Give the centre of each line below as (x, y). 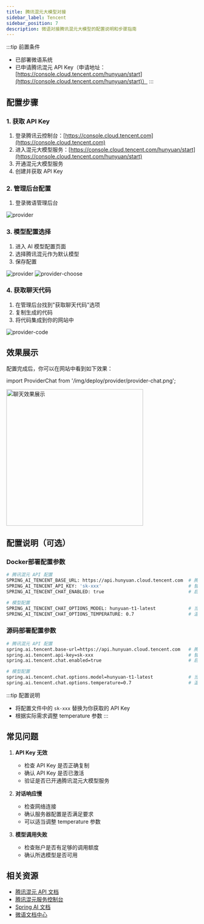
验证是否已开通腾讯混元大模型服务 (67, 780)
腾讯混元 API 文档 (37, 892)
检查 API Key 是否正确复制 (57, 765)
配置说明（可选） (38, 543)
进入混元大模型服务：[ (43, 149)
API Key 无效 (31, 752)
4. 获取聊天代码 (29, 290)
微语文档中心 (31, 914)
